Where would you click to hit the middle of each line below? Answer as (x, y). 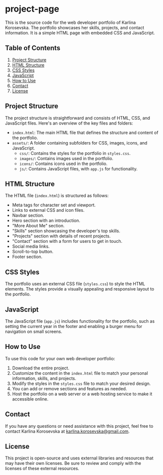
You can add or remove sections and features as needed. (70, 388)
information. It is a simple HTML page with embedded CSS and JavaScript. (80, 33)
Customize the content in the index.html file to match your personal (80, 373)
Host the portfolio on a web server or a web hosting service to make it (82, 394)
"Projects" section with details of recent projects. (61, 236)
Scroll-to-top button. (33, 252)
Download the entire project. (41, 368)
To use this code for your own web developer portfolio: (60, 358)
